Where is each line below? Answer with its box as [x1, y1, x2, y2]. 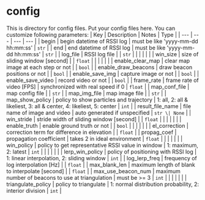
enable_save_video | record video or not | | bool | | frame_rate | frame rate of [6, 76, 199, 84]
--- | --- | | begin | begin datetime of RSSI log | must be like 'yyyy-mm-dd [13, 37, 199, 45]
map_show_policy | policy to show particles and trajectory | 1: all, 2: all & [6, 96, 188, 103]
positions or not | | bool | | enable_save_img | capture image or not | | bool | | [6, 70, 199, 77]
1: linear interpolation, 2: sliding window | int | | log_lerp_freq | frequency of [6, 154, 198, 161]
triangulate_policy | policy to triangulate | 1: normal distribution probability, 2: [6, 180, 199, 188]
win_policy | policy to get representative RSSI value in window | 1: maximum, [6, 141, 199, 149]
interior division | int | [6, 187, 62, 194]
